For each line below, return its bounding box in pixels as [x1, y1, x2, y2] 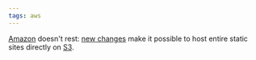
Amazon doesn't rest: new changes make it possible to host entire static [8, 34, 249, 43]
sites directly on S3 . [8, 42, 74, 52]
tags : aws [8, 11, 42, 20]
